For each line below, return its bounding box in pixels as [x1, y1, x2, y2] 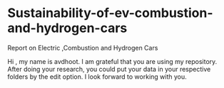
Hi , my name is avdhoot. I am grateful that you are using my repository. [7, 57, 218, 65]
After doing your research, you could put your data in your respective [7, 65, 211, 73]
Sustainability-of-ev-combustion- [7, 5, 213, 21]
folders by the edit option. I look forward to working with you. [7, 72, 187, 81]
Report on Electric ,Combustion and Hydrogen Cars [7, 43, 158, 52]
